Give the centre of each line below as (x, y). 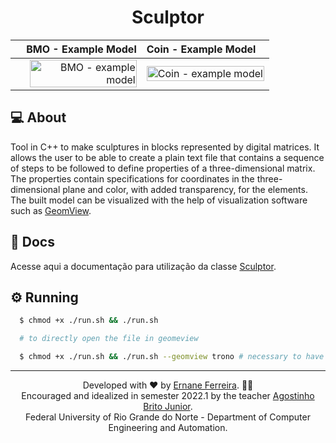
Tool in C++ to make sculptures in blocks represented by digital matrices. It (165, 147)
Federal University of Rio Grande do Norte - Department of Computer (168, 417)
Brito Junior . (168, 406)
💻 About (38, 117)
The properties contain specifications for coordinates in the (132, 178)
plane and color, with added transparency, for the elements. (185, 189)
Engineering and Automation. (168, 427)
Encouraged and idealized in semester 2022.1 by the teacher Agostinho (168, 395)
